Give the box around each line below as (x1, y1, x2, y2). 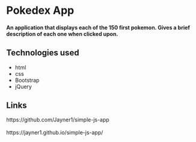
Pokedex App (6, 4, 75, 17)
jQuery (14, 82, 32, 90)
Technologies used (6, 48, 79, 58)
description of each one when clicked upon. (6, 30, 118, 37)
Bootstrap (14, 76, 40, 84)
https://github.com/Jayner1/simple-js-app (6, 116, 109, 123)
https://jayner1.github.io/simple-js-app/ (6, 129, 103, 136)
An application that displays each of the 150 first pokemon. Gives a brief (6, 23, 191, 31)
